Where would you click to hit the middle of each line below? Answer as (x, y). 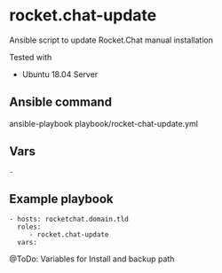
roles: (29, 227)
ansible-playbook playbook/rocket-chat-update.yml (103, 123)
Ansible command (61, 102)
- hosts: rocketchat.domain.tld (69, 219)
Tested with (31, 57)
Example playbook (61, 199)
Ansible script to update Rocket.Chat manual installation (111, 40)
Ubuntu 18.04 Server (60, 74)
